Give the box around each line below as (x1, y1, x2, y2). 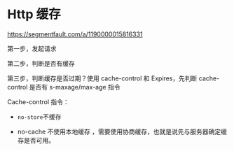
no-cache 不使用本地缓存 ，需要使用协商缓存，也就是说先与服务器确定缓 (17, 127, 228, 136)
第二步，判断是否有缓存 (7, 59, 75, 67)
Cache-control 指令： (7, 97, 69, 106)
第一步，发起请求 (7, 44, 57, 52)
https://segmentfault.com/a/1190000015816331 (7, 29, 143, 38)
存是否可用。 (17, 136, 55, 144)
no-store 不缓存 (17, 113, 62, 121)
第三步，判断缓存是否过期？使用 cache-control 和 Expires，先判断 (7, 74, 198, 82)
